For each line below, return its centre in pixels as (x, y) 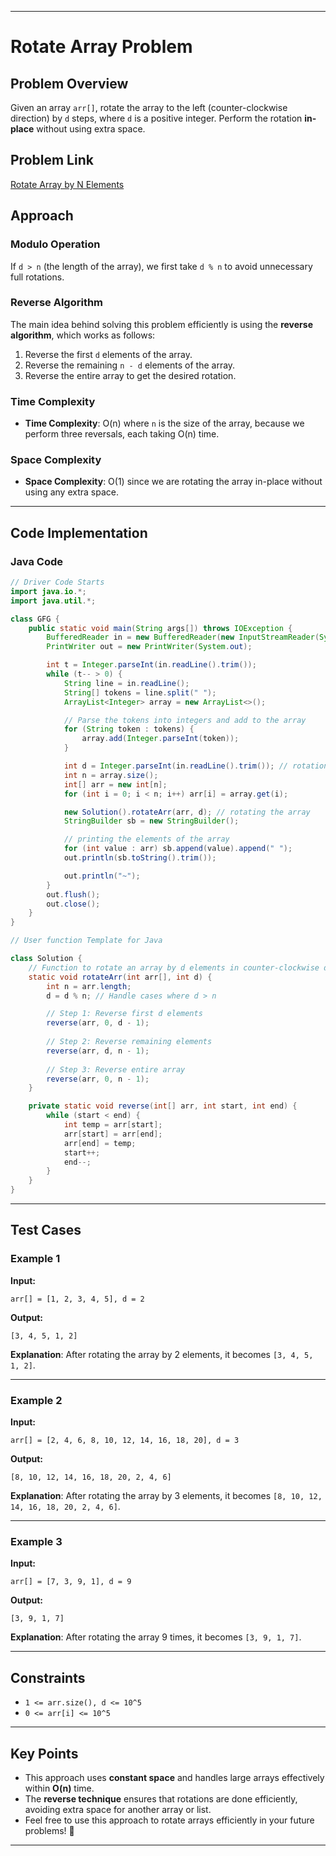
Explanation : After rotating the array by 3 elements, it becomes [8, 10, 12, (166, 1496)
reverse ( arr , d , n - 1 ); (98, 1051)
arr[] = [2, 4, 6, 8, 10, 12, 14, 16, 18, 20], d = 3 (125, 1441)
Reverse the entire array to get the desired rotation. (130, 375)
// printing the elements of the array (146, 839)
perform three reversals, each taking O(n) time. (122, 434)
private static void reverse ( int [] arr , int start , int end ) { (163, 1106)
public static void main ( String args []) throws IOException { (160, 628)
